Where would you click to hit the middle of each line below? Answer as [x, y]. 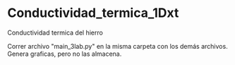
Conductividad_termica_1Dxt [93, 13]
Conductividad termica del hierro [55, 32]
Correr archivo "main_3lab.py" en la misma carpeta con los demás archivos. [117, 46]
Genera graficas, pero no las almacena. [65, 54]
